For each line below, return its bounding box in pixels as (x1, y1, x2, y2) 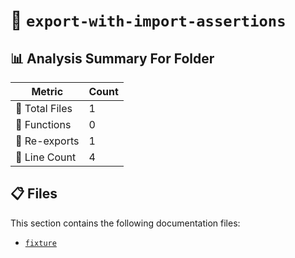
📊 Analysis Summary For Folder (10, 50, 215, 67)
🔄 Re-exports (15, 134, 80, 148)
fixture (24, 238, 57, 248)
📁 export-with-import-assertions (10, 9, 287, 32)
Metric (31, 85, 64, 98)
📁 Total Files (15, 102, 73, 115)
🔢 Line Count (15, 150, 77, 164)
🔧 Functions (15, 118, 72, 131)
